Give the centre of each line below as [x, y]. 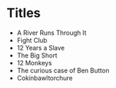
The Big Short [37, 55]
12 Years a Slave [41, 48]
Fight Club [32, 40]
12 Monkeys [34, 62]
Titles [24, 13]
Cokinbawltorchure [45, 78]
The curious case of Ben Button [63, 70]
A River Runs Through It [52, 33]
